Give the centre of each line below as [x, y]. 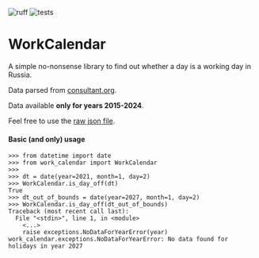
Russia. [20, 75]
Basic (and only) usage [47, 139]
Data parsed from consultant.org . [63, 90]
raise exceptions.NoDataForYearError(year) [95, 233]
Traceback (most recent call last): [69, 212]
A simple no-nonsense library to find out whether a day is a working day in [130, 66]
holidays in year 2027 [46, 246]
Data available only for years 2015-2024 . [76, 105]
